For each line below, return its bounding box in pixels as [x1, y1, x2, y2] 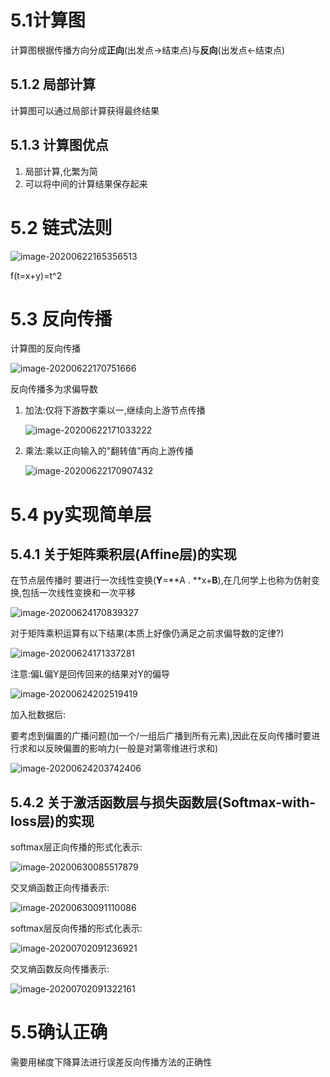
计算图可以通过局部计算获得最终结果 [10, 104, 160, 116]
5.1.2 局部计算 [10, 76, 96, 93]
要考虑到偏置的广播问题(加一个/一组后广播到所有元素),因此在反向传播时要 [10, 730, 312, 742]
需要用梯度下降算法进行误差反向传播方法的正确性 [10, 1056, 212, 1068]
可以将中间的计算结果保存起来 [24, 177, 148, 190]
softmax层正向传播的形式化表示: [10, 841, 143, 853]
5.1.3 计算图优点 [10, 137, 109, 154]
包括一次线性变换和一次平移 [21, 587, 137, 599]
